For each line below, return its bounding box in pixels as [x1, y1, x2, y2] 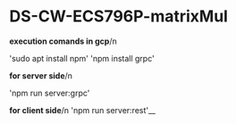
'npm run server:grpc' [9, 87, 90, 98]
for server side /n [9, 70, 73, 81]
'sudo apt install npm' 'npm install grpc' [9, 53, 155, 63]
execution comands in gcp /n [9, 36, 118, 46]
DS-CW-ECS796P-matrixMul [9, 6, 228, 27]
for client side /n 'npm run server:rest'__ [9, 104, 156, 115]
